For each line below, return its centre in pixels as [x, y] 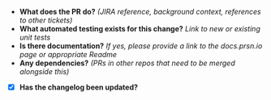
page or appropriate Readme [68, 54]
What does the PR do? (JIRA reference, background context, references [140, 12]
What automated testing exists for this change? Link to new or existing [140, 29]
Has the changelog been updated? [79, 87]
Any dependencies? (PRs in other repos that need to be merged [127, 63]
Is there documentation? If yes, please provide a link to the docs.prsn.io [141, 46]
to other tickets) [46, 20]
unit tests [35, 37]
